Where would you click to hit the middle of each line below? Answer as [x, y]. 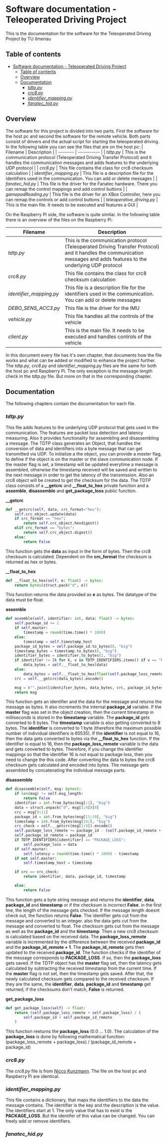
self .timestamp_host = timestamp [58, 863]
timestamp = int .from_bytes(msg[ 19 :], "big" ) [62, 821]
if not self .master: [36, 858]
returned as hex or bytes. [31, 562]
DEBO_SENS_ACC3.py [34, 308]
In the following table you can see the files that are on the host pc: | [74, 147]
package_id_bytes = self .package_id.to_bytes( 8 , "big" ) [74, 646]
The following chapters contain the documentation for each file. [71, 404]
